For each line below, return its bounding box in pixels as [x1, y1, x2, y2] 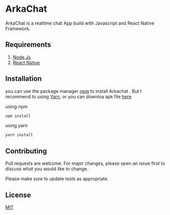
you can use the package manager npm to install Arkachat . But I [5, 88, 142, 94]
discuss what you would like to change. [5, 166, 89, 172]
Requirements [5, 41, 51, 49]
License [5, 190, 31, 199]
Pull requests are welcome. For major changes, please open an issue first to [5, 160, 165, 167]
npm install [5, 113, 31, 119]
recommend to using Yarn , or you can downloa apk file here [5, 93, 132, 100]
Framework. [5, 25, 31, 31]
